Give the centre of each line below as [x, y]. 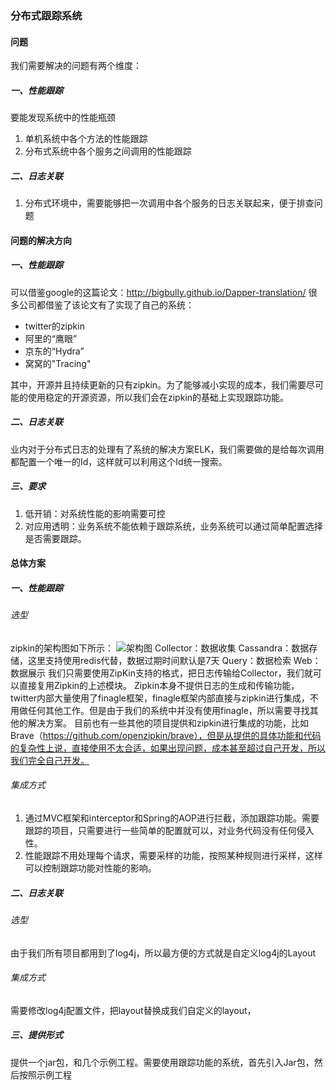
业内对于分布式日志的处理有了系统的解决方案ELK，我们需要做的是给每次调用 [167, 449]
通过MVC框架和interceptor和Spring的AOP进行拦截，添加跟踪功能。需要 [172, 818]
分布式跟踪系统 [46, 15]
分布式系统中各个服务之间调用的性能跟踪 [108, 151]
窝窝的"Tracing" [58, 363]
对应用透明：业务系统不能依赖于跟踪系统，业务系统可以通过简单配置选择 [173, 526]
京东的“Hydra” [54, 351]
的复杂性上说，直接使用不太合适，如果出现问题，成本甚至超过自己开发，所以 [168, 748]
